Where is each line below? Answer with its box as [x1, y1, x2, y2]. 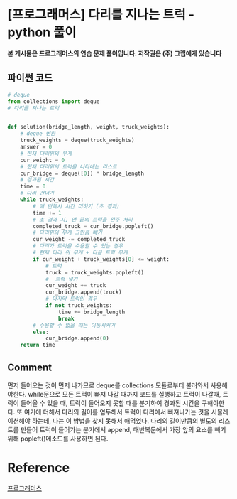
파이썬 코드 [7, 72, 53, 84]
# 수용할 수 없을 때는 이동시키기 [33, 321, 116, 329]
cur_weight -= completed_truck [33, 236, 126, 243]
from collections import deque [7, 97, 100, 105]
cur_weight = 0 [20, 156, 65, 163]
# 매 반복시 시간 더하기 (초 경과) [33, 203, 120, 210]
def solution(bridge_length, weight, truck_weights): [7, 124, 170, 131]
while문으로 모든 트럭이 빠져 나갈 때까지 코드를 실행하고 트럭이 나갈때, [28, 390, 221, 398]
